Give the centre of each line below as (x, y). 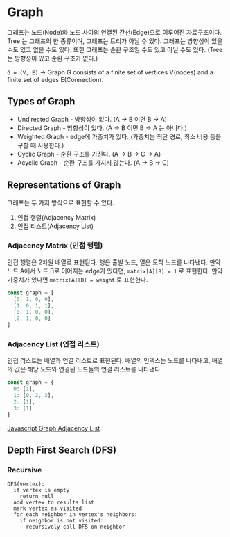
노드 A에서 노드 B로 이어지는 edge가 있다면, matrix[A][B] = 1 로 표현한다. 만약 (115, 271)
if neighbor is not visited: (62, 521)
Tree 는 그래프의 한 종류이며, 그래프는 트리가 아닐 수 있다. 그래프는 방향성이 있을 (115, 41)
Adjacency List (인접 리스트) (53, 344)
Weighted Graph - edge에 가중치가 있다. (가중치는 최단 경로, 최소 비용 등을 (119, 136)
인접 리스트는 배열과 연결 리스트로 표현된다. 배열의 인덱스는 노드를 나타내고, (109, 361)
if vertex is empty (42, 490)
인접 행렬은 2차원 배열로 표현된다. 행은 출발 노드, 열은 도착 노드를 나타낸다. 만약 (114, 262)
